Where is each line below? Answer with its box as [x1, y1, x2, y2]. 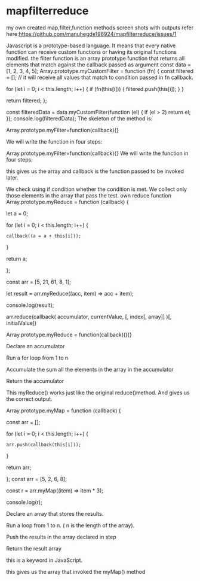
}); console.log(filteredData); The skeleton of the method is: [6, 115, 153, 122]
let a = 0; [6, 209, 29, 217]
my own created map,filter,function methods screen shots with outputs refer [6, 24, 194, 31]
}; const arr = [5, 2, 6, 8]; [6, 475, 67, 482]
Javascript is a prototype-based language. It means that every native [6, 42, 176, 49]
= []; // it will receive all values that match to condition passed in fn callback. [6, 74, 193, 81]
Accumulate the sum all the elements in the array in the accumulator [6, 366, 174, 373]
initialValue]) [6, 319, 37, 327]
